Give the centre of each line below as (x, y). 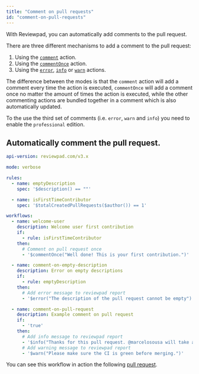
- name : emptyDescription (44, 183)
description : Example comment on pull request (75, 315)
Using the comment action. (46, 57)
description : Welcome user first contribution (75, 227)
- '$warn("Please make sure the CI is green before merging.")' (103, 353)
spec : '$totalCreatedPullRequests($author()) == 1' (82, 205)
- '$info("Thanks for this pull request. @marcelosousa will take (105, 342)
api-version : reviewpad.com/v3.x (47, 157)
